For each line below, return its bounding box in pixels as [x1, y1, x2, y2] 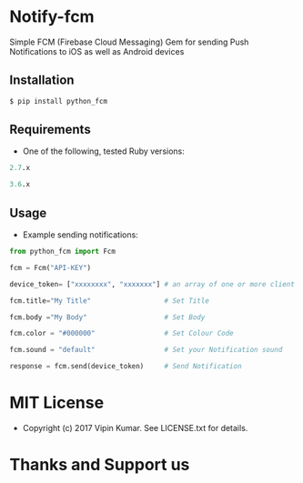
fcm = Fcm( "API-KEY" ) [9, 263, 92, 272]
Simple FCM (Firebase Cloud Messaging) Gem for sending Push [9, 36, 249, 47]
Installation [9, 73, 75, 88]
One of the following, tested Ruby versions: [22, 146, 185, 156]
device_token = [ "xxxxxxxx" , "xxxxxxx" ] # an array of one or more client [9, 279, 296, 288]
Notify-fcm [9, 6, 95, 27]
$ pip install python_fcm [9, 96, 107, 106]
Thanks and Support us [9, 455, 190, 475]
